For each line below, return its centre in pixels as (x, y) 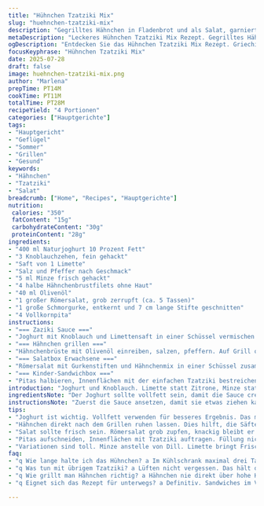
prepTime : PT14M (35, 88)
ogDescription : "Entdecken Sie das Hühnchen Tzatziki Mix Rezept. (119, 45)
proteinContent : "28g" (49, 235)
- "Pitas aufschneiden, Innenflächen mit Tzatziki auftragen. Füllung (126, 439)
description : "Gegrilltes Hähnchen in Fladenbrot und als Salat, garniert (133, 30)
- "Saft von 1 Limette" (47, 264)
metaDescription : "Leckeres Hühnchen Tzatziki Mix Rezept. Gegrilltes (126, 37)
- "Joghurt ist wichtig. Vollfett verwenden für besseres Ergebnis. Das (130, 417)
